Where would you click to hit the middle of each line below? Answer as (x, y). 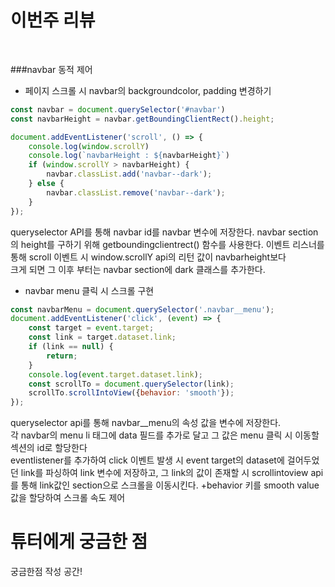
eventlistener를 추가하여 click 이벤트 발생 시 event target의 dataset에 (147, 460)
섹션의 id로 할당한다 (49, 448)
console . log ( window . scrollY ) (89, 146)
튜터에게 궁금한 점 (79, 542)
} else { (46, 184)
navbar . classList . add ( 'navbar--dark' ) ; (129, 174)
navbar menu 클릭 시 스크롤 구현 (89, 290)
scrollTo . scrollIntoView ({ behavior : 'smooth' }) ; (131, 393)
